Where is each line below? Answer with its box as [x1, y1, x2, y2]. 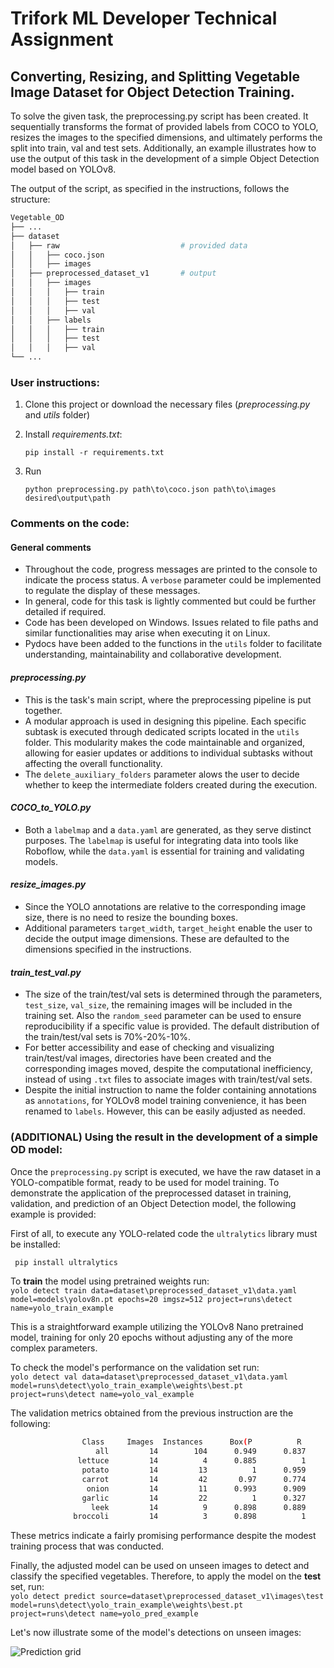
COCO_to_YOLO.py [10, 802, 92, 814]
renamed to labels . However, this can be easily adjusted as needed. [24, 1105, 306, 1117]
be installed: [10, 1238, 61, 1250]
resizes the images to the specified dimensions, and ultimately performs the [10, 132, 323, 143]
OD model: [10, 1143, 63, 1157]
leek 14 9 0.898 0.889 [90, 1502, 307, 1512]
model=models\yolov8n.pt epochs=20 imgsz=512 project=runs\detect [10, 1295, 293, 1305]
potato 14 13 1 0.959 [81, 1465, 307, 1476]
